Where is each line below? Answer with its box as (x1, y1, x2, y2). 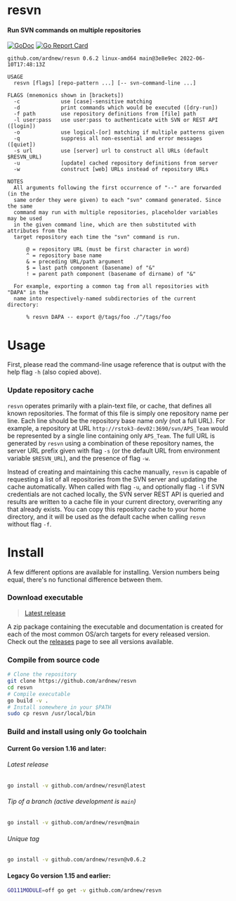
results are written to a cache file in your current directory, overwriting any (7, 497, 223, 505)
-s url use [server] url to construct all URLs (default (13, 147, 209, 155)
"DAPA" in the (7, 289, 49, 296)
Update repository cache (7, 386, 94, 396)
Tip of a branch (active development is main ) (7, 798, 136, 806)
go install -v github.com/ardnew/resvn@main (7, 819, 140, 826)
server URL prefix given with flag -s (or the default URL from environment (7, 446, 221, 455)
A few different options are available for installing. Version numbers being (7, 567, 220, 576)
